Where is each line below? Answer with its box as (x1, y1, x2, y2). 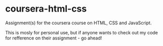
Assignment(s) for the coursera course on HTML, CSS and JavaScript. (5, 20, 152, 26)
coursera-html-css (5, 3, 87, 15)
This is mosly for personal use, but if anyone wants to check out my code (5, 29, 158, 35)
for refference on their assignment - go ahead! (5, 35, 102, 41)
